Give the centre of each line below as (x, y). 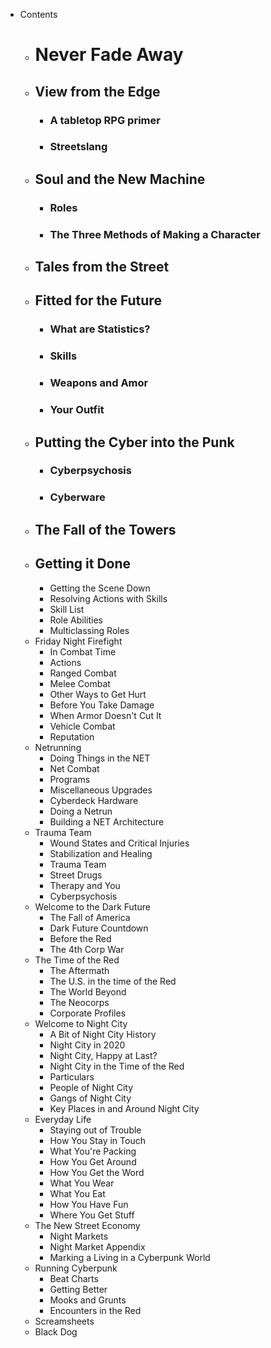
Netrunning (58, 747)
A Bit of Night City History (103, 1034)
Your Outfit (77, 410)
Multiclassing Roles (89, 630)
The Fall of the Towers (105, 529)
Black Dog (56, 1331)
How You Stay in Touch (97, 1140)
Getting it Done (83, 564)
